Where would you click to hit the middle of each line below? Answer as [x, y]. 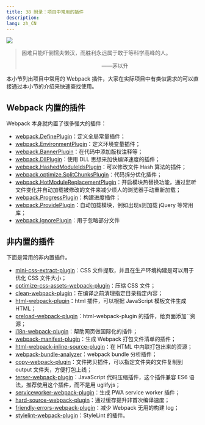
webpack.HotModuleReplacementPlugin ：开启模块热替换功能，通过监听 [106, 182]
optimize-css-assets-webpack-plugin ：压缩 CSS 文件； [85, 285]
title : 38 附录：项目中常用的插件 [45, 12]
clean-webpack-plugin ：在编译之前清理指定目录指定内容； [89, 293]
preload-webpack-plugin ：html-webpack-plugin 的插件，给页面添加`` [103, 316]
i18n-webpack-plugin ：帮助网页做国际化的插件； [77, 331]
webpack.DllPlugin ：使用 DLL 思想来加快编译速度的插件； [88, 159]
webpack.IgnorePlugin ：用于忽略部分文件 [67, 220]
